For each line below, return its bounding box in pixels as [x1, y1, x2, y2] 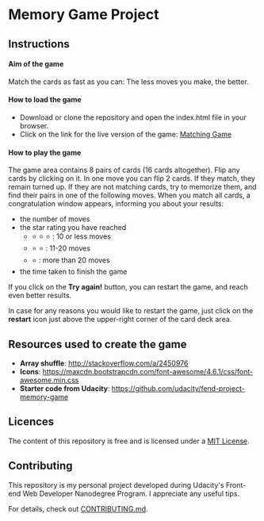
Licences [8, 415, 55, 429]
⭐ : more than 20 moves [31, 255, 110, 265]
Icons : [19, 367, 41, 376]
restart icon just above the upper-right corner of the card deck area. [8, 315, 232, 324]
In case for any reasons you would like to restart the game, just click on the [8, 306, 254, 316]
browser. [19, 121, 49, 130]
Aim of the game [8, 59, 64, 69]
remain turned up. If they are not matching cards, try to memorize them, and [8, 182, 257, 192]
